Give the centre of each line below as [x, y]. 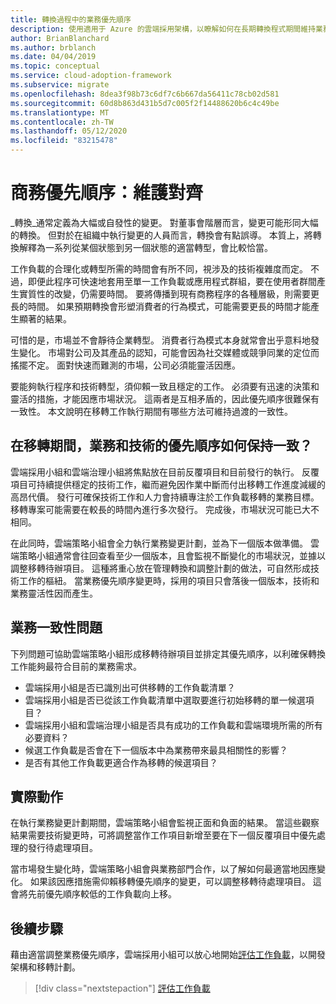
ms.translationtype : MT [60, 112]
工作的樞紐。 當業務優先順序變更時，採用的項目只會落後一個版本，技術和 [169, 580]
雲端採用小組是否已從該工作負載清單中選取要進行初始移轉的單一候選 [165, 700]
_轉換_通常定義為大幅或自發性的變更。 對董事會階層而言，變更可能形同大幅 [164, 222]
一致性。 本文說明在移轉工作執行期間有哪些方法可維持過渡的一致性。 [151, 411]
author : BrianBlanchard [60, 38]
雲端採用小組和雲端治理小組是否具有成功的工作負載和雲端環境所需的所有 [173, 725]
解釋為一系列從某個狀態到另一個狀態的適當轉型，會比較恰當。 [145, 247]
